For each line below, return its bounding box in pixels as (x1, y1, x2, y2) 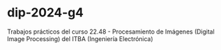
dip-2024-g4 (7, 5, 84, 21)
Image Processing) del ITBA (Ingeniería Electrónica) (7, 34, 153, 42)
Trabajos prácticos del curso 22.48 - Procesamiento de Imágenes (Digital (7, 27, 215, 36)
